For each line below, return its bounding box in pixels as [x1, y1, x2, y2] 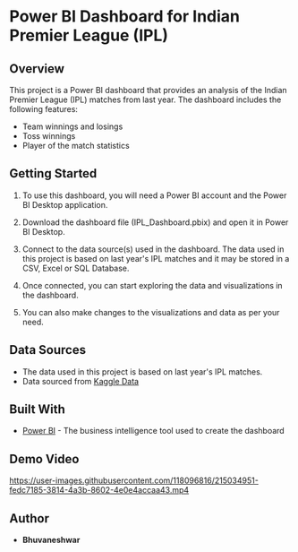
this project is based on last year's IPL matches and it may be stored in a [21, 253, 290, 263]
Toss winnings [21, 131, 76, 141]
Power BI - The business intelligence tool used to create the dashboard [21, 426, 285, 436]
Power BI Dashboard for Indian [9, 6, 240, 27]
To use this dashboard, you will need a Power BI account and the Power [21, 190, 287, 201]
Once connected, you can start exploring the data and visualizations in [21, 280, 284, 290]
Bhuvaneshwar [21, 535, 81, 546]
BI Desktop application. [21, 199, 108, 210]
